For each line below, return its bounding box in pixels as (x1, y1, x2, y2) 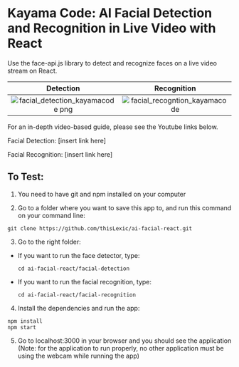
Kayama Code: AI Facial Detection (7, 5, 213, 21)
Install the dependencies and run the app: (17, 304, 140, 312)
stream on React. (7, 66, 58, 75)
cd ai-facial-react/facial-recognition (17, 291, 137, 299)
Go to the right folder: (17, 237, 82, 246)
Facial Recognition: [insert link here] (7, 150, 113, 158)
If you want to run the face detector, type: (17, 251, 140, 259)
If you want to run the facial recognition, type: (17, 277, 152, 286)
